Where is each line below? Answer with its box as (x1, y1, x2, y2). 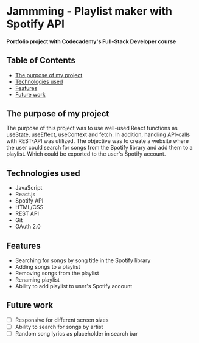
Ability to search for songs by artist (15, 323, 103, 330)
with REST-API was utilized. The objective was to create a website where (6, 137, 189, 145)
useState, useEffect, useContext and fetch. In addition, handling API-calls (6, 131, 190, 138)
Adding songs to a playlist (15, 263, 80, 271)
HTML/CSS (15, 204, 44, 211)
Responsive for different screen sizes (15, 316, 109, 324)
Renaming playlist (15, 276, 60, 283)
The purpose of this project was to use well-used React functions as (6, 125, 178, 132)
